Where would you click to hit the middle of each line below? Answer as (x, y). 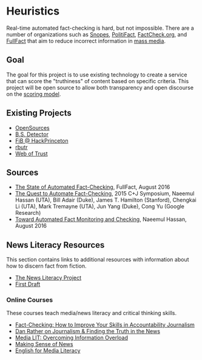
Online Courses (30, 300)
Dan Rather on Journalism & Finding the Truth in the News (88, 331)
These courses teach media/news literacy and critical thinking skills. (92, 313)
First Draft (28, 284)
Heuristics (33, 11)
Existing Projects (39, 113)
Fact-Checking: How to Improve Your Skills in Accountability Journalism (105, 325)
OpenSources (32, 127)
